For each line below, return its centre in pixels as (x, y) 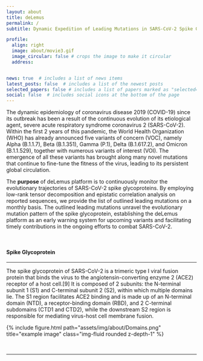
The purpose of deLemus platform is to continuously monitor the (87, 182)
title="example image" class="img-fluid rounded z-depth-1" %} (85, 334)
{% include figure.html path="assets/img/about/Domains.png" (84, 328)
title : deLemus (25, 18)
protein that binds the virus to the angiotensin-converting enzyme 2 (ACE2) (100, 278)
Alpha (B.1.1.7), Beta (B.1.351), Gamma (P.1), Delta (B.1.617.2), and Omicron (97, 144)
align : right (28, 45)
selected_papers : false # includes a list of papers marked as (88, 89)
